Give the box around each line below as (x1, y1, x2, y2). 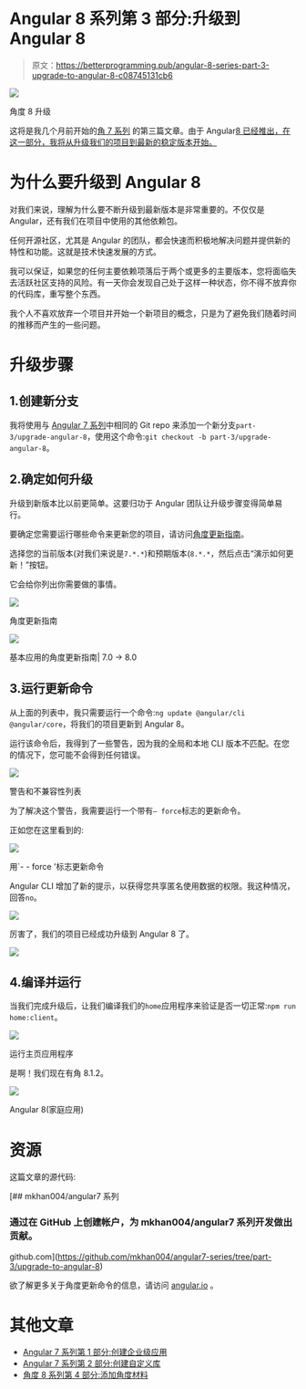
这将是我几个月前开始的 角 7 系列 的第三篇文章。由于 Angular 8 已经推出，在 (9, 125, 291, 136)
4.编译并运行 (9, 974, 82, 990)
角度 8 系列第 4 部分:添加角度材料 (22, 1370, 148, 1381)
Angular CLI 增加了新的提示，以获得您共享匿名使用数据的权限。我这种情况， (9, 880, 296, 891)
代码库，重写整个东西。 (16, 288, 106, 299)
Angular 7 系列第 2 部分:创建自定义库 (22, 1358, 161, 1369)
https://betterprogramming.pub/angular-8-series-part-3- (56, 59, 270, 70)
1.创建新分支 (9, 393, 79, 409)
